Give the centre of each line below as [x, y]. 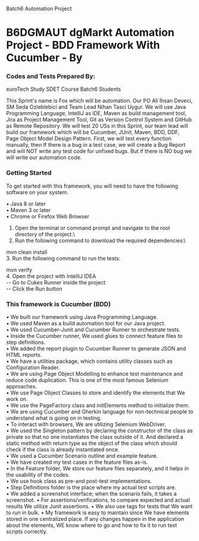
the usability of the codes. [38, 475]
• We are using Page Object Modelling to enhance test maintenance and [94, 374]
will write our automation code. [44, 157]
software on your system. [37, 192]
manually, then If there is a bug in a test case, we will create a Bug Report [96, 145]
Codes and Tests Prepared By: [51, 77]
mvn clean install [27, 252]
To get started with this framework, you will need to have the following [92, 186]
